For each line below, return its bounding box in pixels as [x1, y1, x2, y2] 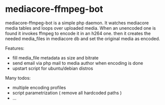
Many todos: [5, 75, 31, 81]
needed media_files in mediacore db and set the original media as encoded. [5, 36, 161, 42]
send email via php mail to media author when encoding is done [12, 60, 143, 66]
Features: [5, 45, 25, 51]
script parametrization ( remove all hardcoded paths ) [12, 90, 122, 96]
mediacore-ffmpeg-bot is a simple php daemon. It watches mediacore [5, 20, 149, 26]
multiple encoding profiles [12, 84, 66, 90]
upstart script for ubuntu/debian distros [12, 65, 93, 71]
